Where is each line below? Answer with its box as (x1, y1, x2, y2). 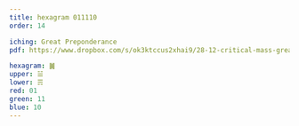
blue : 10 (9, 103, 42, 112)
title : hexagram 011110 (9, 12, 98, 22)
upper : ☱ (9, 70, 44, 79)
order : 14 (9, 21, 46, 30)
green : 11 (9, 94, 46, 103)
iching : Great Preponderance (9, 37, 117, 46)
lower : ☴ (9, 78, 44, 87)
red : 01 (9, 86, 38, 95)
